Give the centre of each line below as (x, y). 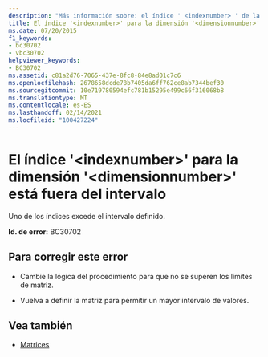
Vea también (41, 326)
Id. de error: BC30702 (45, 231)
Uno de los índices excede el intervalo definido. (87, 216)
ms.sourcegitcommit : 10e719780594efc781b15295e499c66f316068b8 (116, 90)
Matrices (35, 345)
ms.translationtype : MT (48, 98)
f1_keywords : (30, 38)
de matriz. (37, 285)
